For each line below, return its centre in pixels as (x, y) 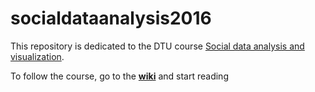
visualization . (37, 56)
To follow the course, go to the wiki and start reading (119, 76)
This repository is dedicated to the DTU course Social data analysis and (157, 46)
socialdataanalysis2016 (111, 18)
